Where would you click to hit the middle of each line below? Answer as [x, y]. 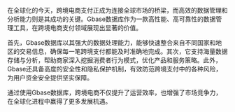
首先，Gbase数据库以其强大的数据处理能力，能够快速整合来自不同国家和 [112, 43]
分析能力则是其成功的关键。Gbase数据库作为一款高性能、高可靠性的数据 [112, 19]
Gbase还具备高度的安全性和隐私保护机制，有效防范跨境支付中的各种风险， [115, 69]
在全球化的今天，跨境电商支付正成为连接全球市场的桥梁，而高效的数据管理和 [117, 10]
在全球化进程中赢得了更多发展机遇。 [59, 101]
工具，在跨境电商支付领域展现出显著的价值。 [77, 28]
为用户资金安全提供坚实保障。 [50, 78]
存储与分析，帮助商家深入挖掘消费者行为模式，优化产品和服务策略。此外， [114, 60]
